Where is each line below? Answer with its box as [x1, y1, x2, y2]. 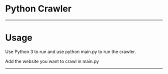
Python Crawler [5, 3, 71, 14]
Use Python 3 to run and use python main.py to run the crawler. [5, 48, 136, 54]
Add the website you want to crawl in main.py [5, 58, 99, 64]
